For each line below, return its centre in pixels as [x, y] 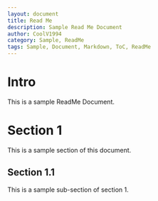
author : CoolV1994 [35, 34]
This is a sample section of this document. [69, 150]
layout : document [33, 14]
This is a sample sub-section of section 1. [68, 190]
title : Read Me [30, 21]
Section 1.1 [31, 172]
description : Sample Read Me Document [65, 27]
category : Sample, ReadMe [46, 40]
